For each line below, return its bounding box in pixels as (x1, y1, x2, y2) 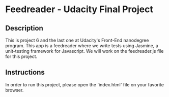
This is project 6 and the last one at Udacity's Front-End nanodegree (5, 37, 149, 43)
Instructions (5, 68, 45, 77)
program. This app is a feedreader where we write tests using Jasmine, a (5, 43, 159, 49)
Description (5, 24, 43, 33)
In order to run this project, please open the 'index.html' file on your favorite (5, 81, 164, 87)
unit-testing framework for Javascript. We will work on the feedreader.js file (5, 48, 164, 54)
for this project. (5, 53, 38, 59)
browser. (5, 87, 24, 93)
